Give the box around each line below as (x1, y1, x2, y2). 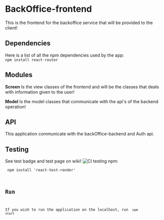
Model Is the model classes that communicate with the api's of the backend (5, 98, 159, 104)
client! (5, 25, 18, 30)
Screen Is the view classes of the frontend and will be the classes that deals (5, 83, 160, 89)
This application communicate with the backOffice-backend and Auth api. (5, 131, 155, 137)
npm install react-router (5, 57, 58, 62)
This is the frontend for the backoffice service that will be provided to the (5, 20, 153, 26)
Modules (5, 71, 33, 79)
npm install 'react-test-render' (7, 168, 76, 173)
